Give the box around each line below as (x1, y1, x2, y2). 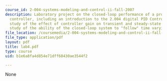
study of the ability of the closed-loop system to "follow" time (9, 26, 150, 31)
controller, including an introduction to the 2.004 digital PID (9, 16, 148, 21)
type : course (5, 49, 32, 54)
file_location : (5, 30, 37, 35)
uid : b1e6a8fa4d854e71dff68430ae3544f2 (5, 53, 88, 59)
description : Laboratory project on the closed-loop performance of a (5, 12, 155, 17)
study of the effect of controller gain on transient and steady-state (9, 21, 162, 26)
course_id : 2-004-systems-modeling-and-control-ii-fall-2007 (5, 7, 135, 12)
